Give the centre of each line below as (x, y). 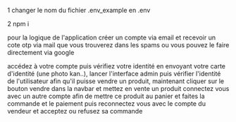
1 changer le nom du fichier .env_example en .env (79, 10)
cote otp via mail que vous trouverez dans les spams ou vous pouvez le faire (118, 45)
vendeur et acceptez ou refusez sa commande (75, 111)
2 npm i (18, 24)
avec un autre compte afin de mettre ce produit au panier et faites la (106, 96)
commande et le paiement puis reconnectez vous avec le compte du (107, 104)
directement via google (41, 53)
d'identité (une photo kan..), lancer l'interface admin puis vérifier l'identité (114, 74)
